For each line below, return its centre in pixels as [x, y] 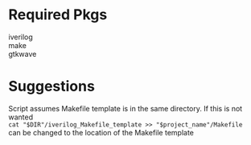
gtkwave [23, 54]
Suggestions [51, 87]
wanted [21, 117]
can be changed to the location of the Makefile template [101, 132]
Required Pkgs [58, 15]
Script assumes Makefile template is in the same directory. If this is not [125, 108]
